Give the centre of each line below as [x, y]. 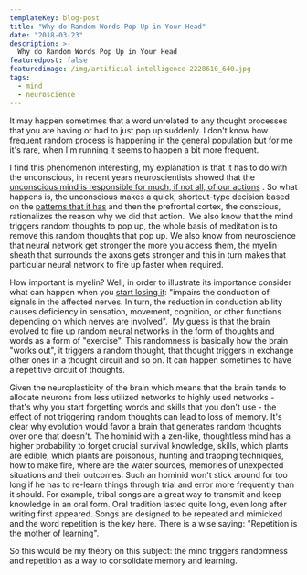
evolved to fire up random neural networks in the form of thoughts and [142, 331]
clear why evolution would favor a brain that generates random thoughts [145, 426]
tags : [20, 78]
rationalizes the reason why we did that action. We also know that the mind [152, 216]
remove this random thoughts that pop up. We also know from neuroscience [153, 235]
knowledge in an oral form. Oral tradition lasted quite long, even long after [148, 504]
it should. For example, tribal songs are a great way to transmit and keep [145, 494]
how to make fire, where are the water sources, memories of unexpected [147, 465]
